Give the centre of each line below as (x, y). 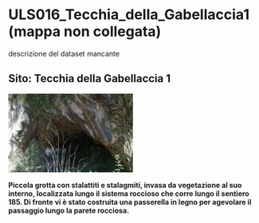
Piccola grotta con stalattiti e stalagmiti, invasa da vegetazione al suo (125, 186)
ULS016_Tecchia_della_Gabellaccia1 (129, 15)
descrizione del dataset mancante (64, 53)
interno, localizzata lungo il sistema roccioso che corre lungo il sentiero (129, 194)
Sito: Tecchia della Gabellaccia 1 (90, 78)
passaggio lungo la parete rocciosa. (69, 211)
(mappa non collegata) (85, 31)
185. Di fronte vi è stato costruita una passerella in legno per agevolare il (130, 202)
